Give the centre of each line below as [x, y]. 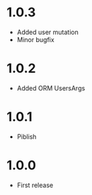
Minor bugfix [35, 39]
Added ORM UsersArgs [51, 88]
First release [35, 185]
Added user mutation [47, 32]
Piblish [27, 137]
